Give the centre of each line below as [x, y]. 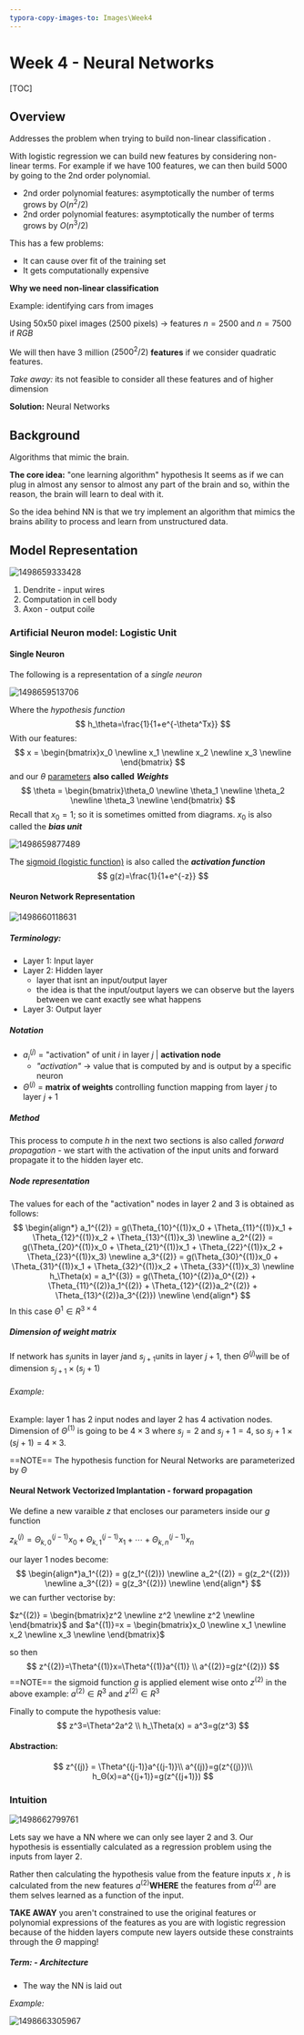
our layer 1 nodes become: [59, 1560]
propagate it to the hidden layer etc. [76, 1160]
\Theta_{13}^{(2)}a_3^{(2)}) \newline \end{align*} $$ [153, 1296]
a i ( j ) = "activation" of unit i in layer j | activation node [122, 1055]
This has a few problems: [57, 243]
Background [45, 435]
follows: [24, 1214]
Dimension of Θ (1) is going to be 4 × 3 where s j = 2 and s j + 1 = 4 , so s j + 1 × [151, 1431]
